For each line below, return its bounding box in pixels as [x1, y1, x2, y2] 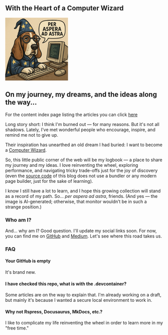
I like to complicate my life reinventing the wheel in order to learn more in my [5, 320, 163, 326]
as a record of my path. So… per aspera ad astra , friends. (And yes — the [5, 193, 158, 199]
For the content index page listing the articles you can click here [5, 111, 138, 118]
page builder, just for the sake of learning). [5, 178, 93, 184]
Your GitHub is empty [5, 258, 51, 264]
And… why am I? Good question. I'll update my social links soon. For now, [5, 228, 157, 234]
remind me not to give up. [5, 132, 59, 138]
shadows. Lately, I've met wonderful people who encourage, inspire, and [5, 127, 155, 133]
